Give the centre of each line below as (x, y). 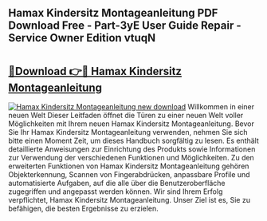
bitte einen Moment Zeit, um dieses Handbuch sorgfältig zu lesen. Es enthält (133, 140)
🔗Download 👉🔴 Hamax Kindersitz (95, 71)
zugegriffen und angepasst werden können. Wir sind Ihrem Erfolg (116, 191)
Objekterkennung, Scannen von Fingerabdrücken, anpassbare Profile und (129, 174)
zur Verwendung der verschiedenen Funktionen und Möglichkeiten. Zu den (132, 158)
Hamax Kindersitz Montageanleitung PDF (113, 13)
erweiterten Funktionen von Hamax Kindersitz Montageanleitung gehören (129, 166)
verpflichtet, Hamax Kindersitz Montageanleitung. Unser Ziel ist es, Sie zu (130, 200)
